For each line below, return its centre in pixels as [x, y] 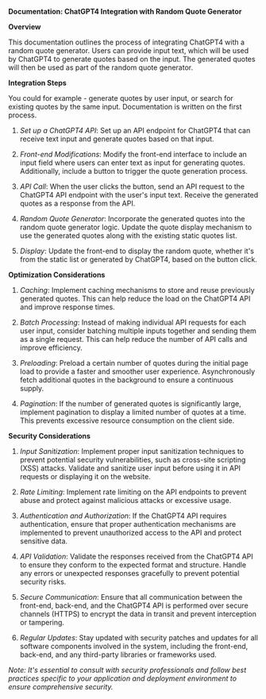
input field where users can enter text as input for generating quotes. [133, 163]
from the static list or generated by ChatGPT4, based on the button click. [139, 259]
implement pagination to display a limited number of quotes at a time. [133, 412]
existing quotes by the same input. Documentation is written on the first [125, 107]
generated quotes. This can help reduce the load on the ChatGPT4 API [135, 298]
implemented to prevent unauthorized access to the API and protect [131, 532]
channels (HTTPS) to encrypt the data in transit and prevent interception [138, 614]
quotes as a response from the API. [77, 203]
